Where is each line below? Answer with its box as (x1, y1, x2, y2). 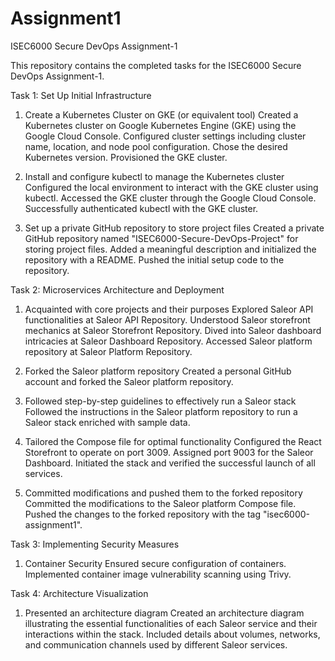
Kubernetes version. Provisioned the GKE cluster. (24, 151, 228, 163)
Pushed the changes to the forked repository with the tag (24, 508, 262, 520)
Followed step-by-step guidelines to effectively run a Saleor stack (24, 395, 297, 407)
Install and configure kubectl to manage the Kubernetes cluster (24, 170, 285, 182)
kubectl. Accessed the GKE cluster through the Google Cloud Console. (24, 192, 317, 204)
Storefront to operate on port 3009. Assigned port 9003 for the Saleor (24, 446, 314, 458)
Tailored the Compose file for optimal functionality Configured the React (24, 435, 322, 447)
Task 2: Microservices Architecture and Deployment (10, 283, 225, 296)
